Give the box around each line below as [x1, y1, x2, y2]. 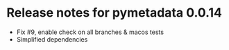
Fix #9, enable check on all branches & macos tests [16, 28, 164, 36]
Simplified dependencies [16, 35, 88, 43]
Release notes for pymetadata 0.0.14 [6, 5, 223, 21]
